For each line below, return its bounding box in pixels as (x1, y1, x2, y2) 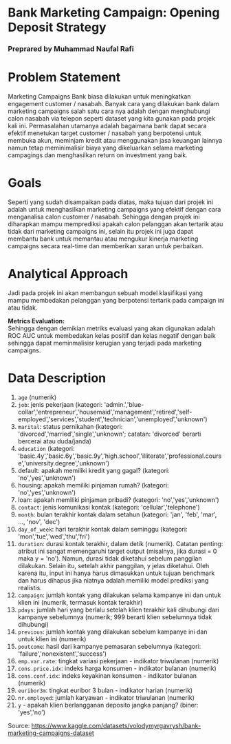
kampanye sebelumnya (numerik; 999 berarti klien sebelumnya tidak (17, 612, 212, 621)
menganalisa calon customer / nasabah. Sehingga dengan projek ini (8, 212, 200, 221)
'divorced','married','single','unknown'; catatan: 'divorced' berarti (17, 430, 201, 438)
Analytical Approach (8, 266, 129, 282)
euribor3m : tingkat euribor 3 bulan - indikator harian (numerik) (17, 686, 193, 694)
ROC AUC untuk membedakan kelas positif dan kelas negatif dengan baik (8, 331, 216, 339)
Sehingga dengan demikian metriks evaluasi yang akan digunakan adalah (8, 324, 216, 332)
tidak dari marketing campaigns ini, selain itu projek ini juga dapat (8, 227, 193, 235)
